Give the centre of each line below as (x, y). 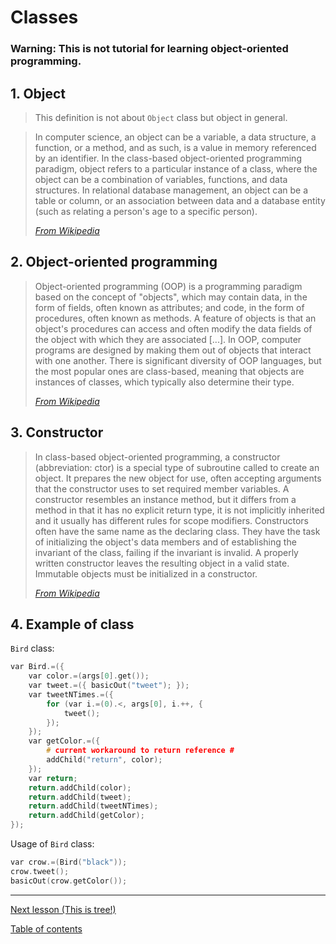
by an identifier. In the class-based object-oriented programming (168, 158)
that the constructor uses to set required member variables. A (162, 488)
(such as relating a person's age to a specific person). (146, 211)
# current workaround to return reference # (140, 751)
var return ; (53, 778)
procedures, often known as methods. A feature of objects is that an (175, 318)
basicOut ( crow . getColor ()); (69, 881)
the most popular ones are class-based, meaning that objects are (169, 371)
